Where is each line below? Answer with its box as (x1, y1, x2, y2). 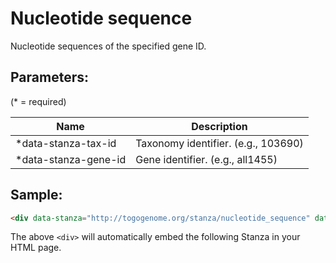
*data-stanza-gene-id (15, 152, 127, 166)
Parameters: (10, 69, 89, 86)
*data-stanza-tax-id (15, 136, 117, 150)
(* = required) (10, 95, 67, 107)
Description (191, 119, 248, 133)
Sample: (10, 187, 63, 204)
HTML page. (10, 242, 62, 254)
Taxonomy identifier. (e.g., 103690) (135, 136, 304, 150)
